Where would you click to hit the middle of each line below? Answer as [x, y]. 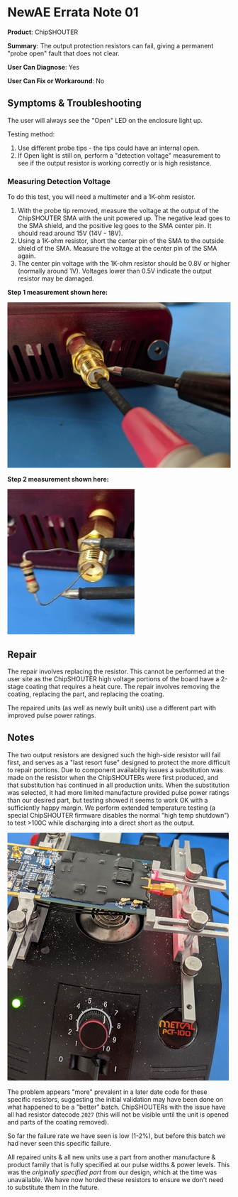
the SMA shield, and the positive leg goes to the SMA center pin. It [114, 226]
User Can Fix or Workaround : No [56, 81]
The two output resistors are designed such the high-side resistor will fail [114, 754]
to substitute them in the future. [53, 1187]
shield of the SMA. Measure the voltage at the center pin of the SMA [117, 249]
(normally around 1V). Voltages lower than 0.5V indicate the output [115, 271]
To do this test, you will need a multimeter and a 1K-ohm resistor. [102, 197]
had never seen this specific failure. [59, 1143]
